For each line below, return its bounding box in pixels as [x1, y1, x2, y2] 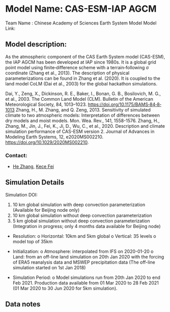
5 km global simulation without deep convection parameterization [12, 217, 150, 224]
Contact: [5, 152, 27, 159]
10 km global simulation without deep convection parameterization [12, 212, 152, 218]
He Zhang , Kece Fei [12, 163, 54, 169]
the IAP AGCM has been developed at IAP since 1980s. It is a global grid [5, 59, 156, 65]
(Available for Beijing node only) [12, 207, 80, 213]
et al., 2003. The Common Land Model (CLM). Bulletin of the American [5, 96, 154, 102]
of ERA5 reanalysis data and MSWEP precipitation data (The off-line [12, 259, 155, 265]
